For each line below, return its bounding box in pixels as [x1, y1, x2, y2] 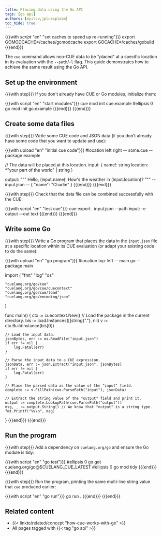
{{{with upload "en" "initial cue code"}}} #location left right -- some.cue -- [5, 147, 153, 153]
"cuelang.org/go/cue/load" [5, 290, 59, 295]
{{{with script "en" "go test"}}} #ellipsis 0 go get [5, 459, 102, 465]
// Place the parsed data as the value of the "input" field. [5, 383, 133, 388]
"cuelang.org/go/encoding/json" [5, 294, 70, 299]
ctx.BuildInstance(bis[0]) [5, 322, 55, 328]
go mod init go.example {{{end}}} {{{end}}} [5, 106, 91, 112]
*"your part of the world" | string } [5, 167, 73, 173]
